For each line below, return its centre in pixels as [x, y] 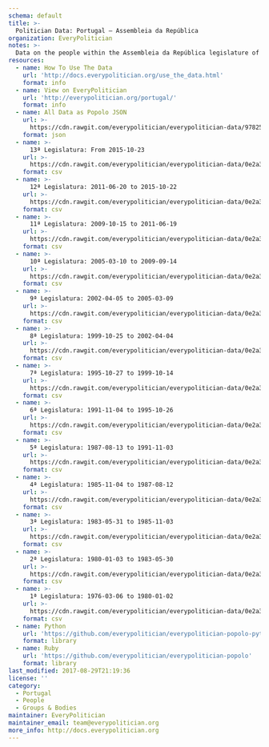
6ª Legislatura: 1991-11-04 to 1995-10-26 [101, 410]
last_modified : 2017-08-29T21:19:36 [69, 671]
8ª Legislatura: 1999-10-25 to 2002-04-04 [101, 336]
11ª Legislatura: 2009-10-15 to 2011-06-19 [103, 224]
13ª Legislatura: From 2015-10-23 [87, 150]
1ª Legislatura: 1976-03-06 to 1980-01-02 [101, 596]
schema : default [35, 16]
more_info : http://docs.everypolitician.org [84, 730]
